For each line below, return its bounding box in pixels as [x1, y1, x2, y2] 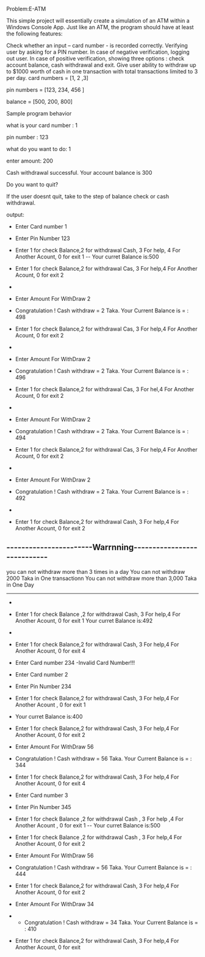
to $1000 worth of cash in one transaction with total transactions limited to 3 [6, 68, 198, 75]
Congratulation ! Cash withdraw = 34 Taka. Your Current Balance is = [24, 919, 198, 926]
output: [6, 211, 24, 218]
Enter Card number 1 [15, 223, 67, 230]
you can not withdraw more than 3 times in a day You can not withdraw [6, 568, 185, 575]
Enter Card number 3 [15, 791, 68, 799]
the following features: [6, 30, 63, 37]
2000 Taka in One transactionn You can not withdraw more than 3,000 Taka [6, 574, 197, 582]
